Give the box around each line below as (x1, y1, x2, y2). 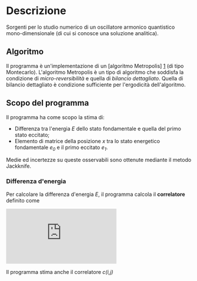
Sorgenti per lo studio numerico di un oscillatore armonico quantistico (6, 23, 175, 31)
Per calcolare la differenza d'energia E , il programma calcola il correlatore (6, 191, 185, 198)
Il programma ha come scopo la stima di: (6, 113, 105, 121)
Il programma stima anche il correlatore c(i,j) (6, 268, 113, 275)
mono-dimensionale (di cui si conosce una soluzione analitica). (6, 29, 159, 36)
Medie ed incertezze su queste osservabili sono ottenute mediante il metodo (6, 157, 192, 164)
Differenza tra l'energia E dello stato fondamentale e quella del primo (14, 125, 181, 132)
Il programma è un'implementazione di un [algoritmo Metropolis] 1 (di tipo (6, 62, 184, 69)
